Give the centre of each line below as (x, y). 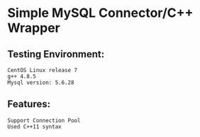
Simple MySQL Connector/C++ (100, 13)
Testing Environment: (56, 54)
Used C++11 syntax (34, 126)
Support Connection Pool (44, 120)
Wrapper (34, 28)
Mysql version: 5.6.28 (41, 83)
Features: (29, 104)
